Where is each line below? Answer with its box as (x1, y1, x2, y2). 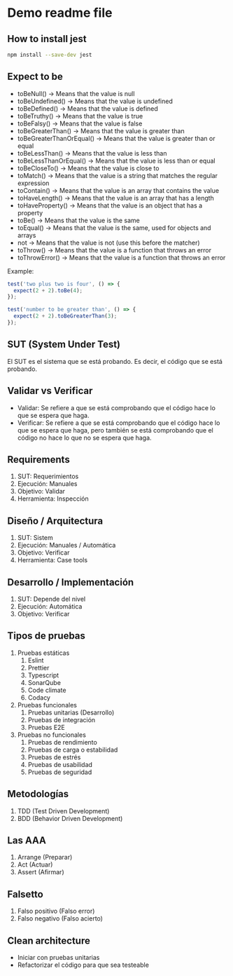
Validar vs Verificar (7, 385, 93, 397)
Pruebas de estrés (27, 752, 81, 761)
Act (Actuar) (17, 860, 53, 869)
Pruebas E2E (27, 723, 65, 731)
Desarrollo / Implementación (7, 576, 134, 588)
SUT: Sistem (17, 534, 54, 542)
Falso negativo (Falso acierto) (17, 914, 104, 923)
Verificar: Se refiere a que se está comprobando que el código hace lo (17, 419, 220, 427)
